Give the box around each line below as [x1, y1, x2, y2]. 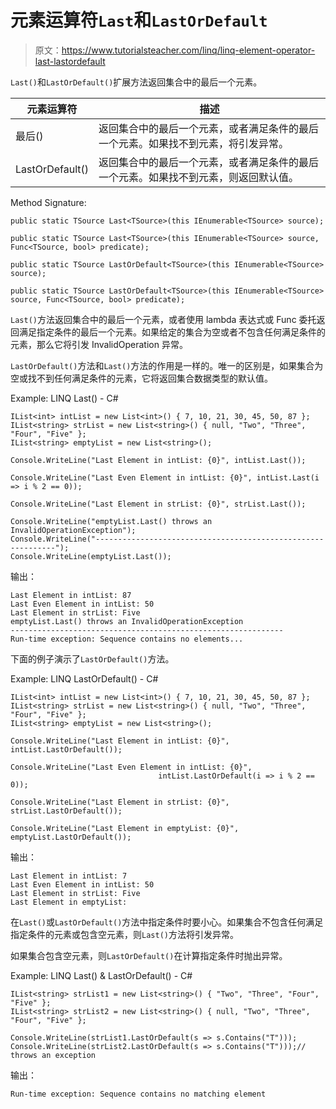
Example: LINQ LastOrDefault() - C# [10, 672, 159, 685]
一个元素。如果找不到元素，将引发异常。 [98, 136, 290, 150]
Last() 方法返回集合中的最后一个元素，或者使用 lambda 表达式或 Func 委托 [10, 313, 317, 325]
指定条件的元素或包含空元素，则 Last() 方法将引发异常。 [10, 928, 239, 940]
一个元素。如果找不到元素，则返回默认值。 [98, 170, 300, 184]
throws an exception [10, 1050, 97, 1060]
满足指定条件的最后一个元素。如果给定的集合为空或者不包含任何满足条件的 [18, 326, 326, 338]
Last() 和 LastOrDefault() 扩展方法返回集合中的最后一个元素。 [10, 76, 263, 88]
